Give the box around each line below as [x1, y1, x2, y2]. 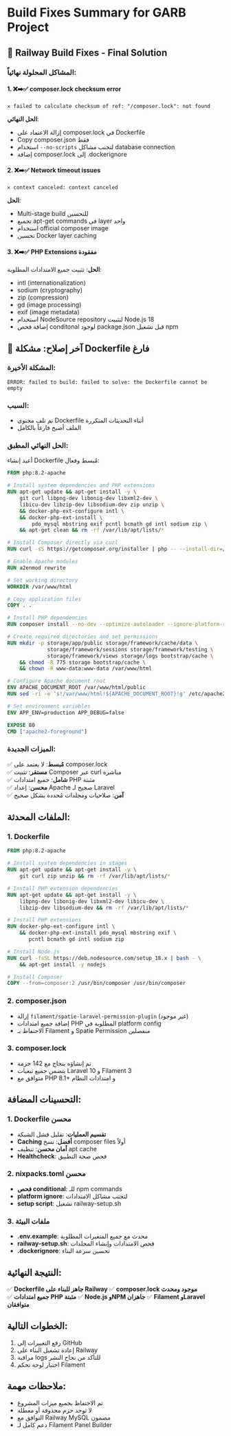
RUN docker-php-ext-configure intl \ [7, 923, 115, 930]
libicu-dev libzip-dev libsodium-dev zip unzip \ [19, 501, 165, 508]
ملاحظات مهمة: [7, 1380, 67, 1392]
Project [7, 19, 49, 35]
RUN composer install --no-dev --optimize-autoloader [7, 621, 165, 628]
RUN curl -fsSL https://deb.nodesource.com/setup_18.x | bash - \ [7, 955, 201, 961]
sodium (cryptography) [16, 286, 83, 294]
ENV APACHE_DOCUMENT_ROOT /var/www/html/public [7, 684, 146, 691]
